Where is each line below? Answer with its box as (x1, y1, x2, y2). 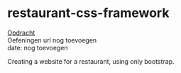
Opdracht (7, 28, 35, 37)
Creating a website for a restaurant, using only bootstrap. (7, 57, 175, 65)
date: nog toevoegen (7, 43, 69, 52)
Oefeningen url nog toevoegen (7, 35, 97, 44)
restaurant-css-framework (7, 5, 170, 21)
